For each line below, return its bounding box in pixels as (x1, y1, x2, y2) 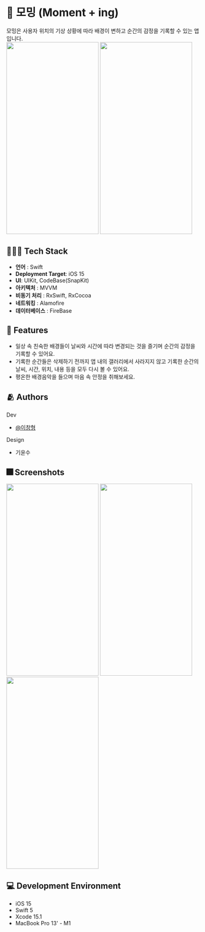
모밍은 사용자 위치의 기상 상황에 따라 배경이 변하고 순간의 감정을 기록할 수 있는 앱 (6, 27, 199, 34)
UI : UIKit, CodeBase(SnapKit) (15, 276, 90, 284)
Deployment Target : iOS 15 (15, 270, 85, 277)
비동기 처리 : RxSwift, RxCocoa (15, 291, 91, 299)
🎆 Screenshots (6, 467, 65, 477)
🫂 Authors (6, 391, 48, 402)
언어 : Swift (15, 263, 43, 270)
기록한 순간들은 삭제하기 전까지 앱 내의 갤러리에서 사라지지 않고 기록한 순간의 (15, 358, 199, 365)
